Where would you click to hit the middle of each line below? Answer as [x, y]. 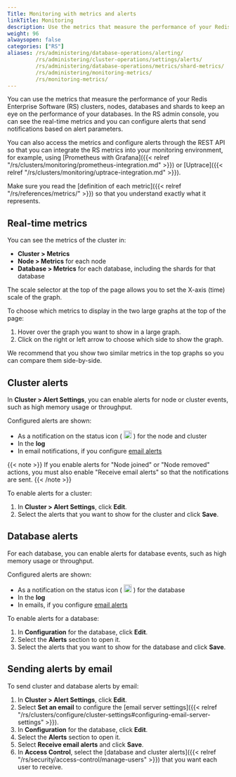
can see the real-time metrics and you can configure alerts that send [106, 122]
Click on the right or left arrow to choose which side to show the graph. [120, 340]
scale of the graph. [34, 297]
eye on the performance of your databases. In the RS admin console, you [113, 114]
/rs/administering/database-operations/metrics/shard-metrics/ [130, 66]
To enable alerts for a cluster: [50, 493]
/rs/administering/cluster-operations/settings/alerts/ [119, 60]
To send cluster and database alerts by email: [73, 686]
